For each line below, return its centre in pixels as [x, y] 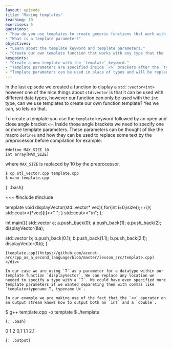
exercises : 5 [19, 24]
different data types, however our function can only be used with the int [82, 98]
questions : [17, 29]
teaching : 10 [19, 20]
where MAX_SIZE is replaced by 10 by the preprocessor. [63, 164]
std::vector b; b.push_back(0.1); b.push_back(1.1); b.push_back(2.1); [76, 238]
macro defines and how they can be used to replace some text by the [79, 135]
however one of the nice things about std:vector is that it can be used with [84, 92]
